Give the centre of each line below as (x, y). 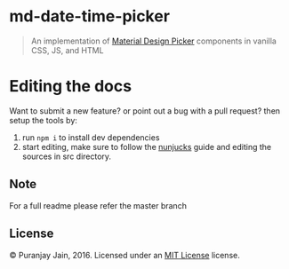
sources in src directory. (67, 156)
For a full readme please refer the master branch (98, 205)
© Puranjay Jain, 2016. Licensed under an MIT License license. (124, 255)
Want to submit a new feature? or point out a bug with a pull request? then (145, 111)
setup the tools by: (44, 120)
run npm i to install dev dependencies (91, 137)
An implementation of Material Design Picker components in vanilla (154, 41)
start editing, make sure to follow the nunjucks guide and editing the (147, 146)
